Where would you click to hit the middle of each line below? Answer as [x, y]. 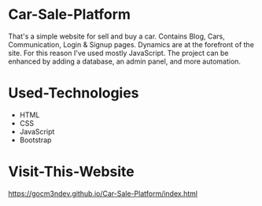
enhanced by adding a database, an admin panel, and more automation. [125, 61]
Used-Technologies [74, 93]
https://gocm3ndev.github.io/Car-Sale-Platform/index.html [103, 193]
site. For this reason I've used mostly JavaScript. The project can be [118, 53]
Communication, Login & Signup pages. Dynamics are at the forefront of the [131, 44]
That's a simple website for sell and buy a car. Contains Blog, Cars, [117, 36]
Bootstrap [35, 140]
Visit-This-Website [72, 172]
